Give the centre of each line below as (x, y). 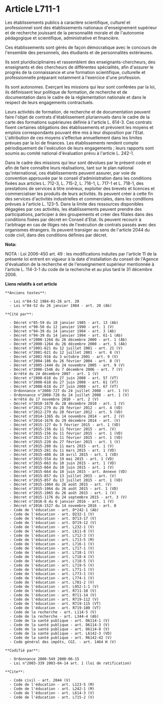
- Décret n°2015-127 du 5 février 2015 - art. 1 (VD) (65, 425)
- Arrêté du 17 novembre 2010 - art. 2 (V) (54, 399)
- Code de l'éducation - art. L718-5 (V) (52, 561)
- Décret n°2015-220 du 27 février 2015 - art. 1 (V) (65, 442)
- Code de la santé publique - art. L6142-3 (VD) (61, 633)
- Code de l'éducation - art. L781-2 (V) (52, 582)
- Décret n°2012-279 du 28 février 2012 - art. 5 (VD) (66, 412)
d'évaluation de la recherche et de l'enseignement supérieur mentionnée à (80, 264)
